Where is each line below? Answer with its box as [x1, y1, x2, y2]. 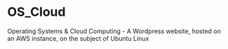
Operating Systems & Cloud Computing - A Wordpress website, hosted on [7, 27, 221, 35]
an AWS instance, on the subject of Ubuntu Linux [7, 34, 149, 42]
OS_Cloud [7, 4, 66, 20]
